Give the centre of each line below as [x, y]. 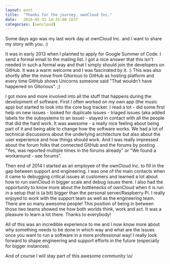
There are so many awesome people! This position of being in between [79, 204]
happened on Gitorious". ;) [33, 87]
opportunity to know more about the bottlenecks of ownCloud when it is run [84, 188]
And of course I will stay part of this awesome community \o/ [69, 256]
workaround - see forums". [33, 156]
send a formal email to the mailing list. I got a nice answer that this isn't [79, 60]
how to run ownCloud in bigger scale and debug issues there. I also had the [84, 182]
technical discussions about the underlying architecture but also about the [83, 134]
